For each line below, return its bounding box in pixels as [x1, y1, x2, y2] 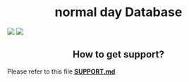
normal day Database [54, 4, 183, 20]
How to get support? [73, 48, 164, 60]
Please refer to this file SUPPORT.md [7, 67, 116, 76]
